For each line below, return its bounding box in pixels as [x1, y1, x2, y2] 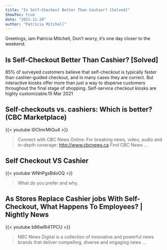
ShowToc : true [5, 12, 35, 17]
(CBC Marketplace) [5, 113, 67, 122]
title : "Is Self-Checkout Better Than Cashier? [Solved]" [5, 7, 130, 13]
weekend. [5, 41, 26, 47]
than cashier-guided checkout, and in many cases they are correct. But [5, 75, 154, 81]
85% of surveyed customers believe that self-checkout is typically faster [5, 69, 157, 75]
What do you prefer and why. [17, 180, 78, 186]
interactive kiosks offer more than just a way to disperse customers [5, 80, 146, 86]
